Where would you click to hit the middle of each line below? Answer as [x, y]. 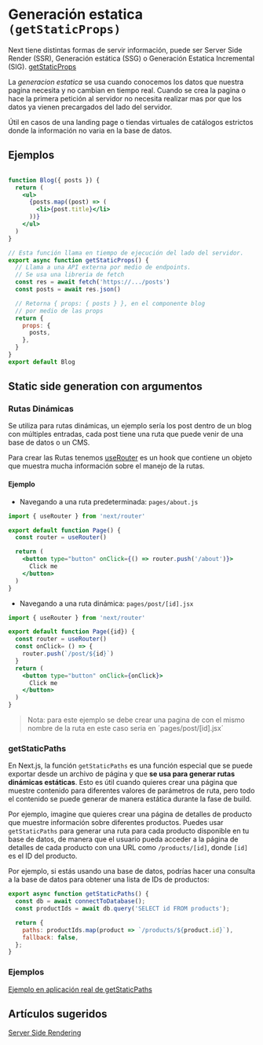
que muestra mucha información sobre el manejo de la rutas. [107, 466]
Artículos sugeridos [58, 1014]
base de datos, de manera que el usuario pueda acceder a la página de [123, 839]
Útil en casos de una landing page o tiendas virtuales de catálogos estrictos [131, 122]
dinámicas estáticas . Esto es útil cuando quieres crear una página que [123, 783]
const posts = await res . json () [68, 289]
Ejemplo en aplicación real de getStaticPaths [80, 989]
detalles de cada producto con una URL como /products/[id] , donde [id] [128, 848]
